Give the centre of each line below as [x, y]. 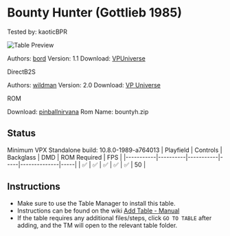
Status [22, 133]
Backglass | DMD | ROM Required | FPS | [65, 157]
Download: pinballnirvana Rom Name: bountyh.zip [78, 111]
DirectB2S [21, 72]
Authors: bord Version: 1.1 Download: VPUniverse [76, 58]
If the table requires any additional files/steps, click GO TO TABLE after [114, 217]
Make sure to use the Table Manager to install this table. [96, 203]
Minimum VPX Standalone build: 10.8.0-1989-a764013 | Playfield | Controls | [115, 150]
